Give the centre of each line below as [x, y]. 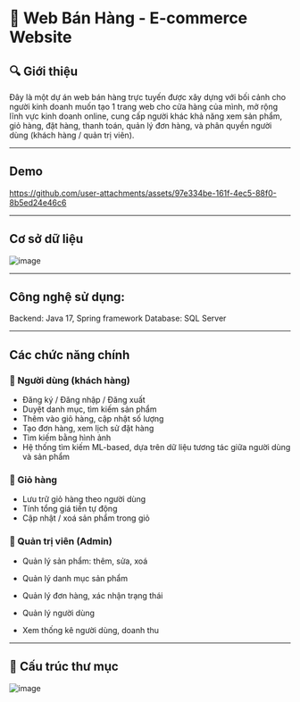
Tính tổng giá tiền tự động [70, 509]
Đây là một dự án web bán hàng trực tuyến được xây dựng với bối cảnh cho [148, 97]
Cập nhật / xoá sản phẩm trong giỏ [86, 518]
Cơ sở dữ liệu [46, 239]
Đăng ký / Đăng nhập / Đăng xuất [83, 400]
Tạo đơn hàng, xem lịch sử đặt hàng [88, 429]
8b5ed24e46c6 [38, 202]
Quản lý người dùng [58, 613]
